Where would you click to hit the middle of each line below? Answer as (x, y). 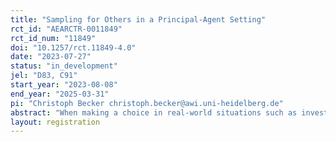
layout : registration (55, 122)
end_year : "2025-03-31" (60, 94)
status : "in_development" (64, 66)
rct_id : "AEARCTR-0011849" (66, 29)
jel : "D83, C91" (44, 76)
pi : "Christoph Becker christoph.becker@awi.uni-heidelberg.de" (147, 103)
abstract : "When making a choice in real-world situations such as (154, 112)
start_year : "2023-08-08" (64, 85)
